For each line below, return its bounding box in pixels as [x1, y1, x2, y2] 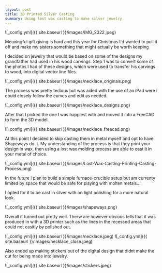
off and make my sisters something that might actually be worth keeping [5, 44, 149, 50]
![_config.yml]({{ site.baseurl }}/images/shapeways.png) [5, 205, 118, 210]
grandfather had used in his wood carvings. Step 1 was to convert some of [5, 59, 153, 65]
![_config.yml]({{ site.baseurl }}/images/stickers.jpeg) [5, 263, 111, 269]
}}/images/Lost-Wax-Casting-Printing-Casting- [62, 161, 157, 167]
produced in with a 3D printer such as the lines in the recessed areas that [5, 219, 151, 225]
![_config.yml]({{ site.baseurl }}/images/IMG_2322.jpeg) [5, 30, 116, 35]
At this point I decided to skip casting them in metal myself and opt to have [5, 136, 154, 141]
